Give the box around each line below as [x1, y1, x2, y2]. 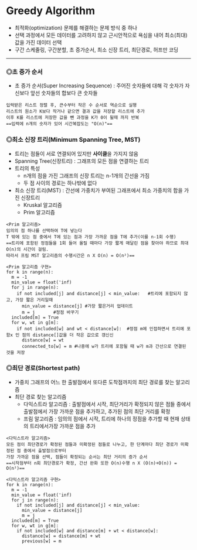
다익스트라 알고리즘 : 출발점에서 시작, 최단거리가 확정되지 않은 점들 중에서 [23, 400, 191, 408]
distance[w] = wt [21, 337, 64, 343]
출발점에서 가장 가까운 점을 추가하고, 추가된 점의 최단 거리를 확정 [23, 408, 171, 415]
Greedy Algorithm [6, 4, 96, 18]
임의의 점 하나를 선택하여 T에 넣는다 [6, 227, 83, 234]
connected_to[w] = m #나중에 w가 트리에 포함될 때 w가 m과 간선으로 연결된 [21, 343, 186, 349]
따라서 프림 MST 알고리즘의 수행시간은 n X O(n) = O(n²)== [6, 252, 135, 258]
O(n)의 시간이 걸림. [6, 246, 49, 252]
